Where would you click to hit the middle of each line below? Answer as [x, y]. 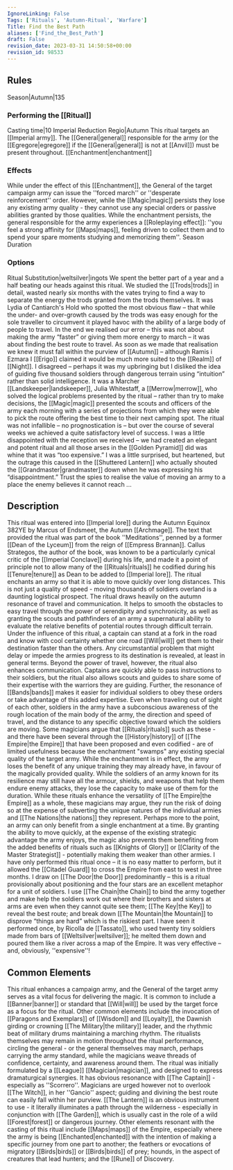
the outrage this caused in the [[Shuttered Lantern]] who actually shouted [112, 462]
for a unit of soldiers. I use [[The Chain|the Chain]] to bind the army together [116, 892]
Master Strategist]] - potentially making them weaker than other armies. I [111, 855]
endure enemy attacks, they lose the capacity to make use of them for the [113, 788]
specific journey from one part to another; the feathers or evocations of [109, 1144]
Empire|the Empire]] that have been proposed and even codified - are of [110, 744]
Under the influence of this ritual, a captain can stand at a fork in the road [112, 633]
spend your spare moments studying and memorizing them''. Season [106, 237]
